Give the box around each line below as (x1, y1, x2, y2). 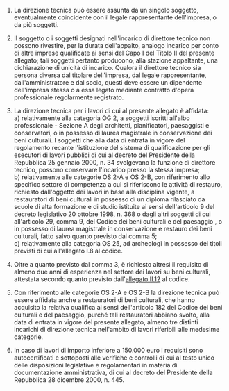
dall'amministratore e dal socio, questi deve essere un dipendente (13, 78, 203, 86)
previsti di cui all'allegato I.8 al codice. (13, 247, 124, 255)
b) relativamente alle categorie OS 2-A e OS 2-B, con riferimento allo (13, 173, 210, 181)
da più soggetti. (13, 21, 59, 28)
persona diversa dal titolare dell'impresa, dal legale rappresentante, (13, 71, 207, 79)
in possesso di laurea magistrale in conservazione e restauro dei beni (13, 225, 212, 233)
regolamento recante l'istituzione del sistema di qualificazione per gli (13, 144, 210, 151)
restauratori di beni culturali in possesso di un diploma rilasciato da (13, 195, 205, 203)
